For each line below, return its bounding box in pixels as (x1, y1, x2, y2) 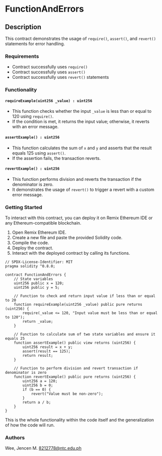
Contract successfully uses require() (12, 64, 88, 70)
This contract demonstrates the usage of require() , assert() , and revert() (5, 35, 156, 41)
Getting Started (5, 204, 42, 210)
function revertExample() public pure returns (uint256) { (14, 374, 136, 380)
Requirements (5, 53, 39, 59)
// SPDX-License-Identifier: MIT (5, 260, 73, 264)
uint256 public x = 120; (14, 281, 64, 286)
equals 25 (5, 336, 25, 341)
